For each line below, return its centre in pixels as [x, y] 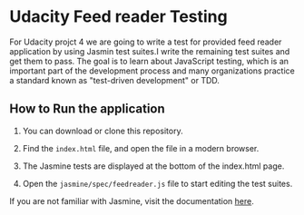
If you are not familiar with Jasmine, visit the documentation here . [132, 200]
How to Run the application [87, 109]
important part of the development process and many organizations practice [152, 71]
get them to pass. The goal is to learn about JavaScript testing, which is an [149, 61]
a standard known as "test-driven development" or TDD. [115, 80]
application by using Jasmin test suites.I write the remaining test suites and [150, 51]
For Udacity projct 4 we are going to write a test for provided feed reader [146, 42]
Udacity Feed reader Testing [119, 17]
